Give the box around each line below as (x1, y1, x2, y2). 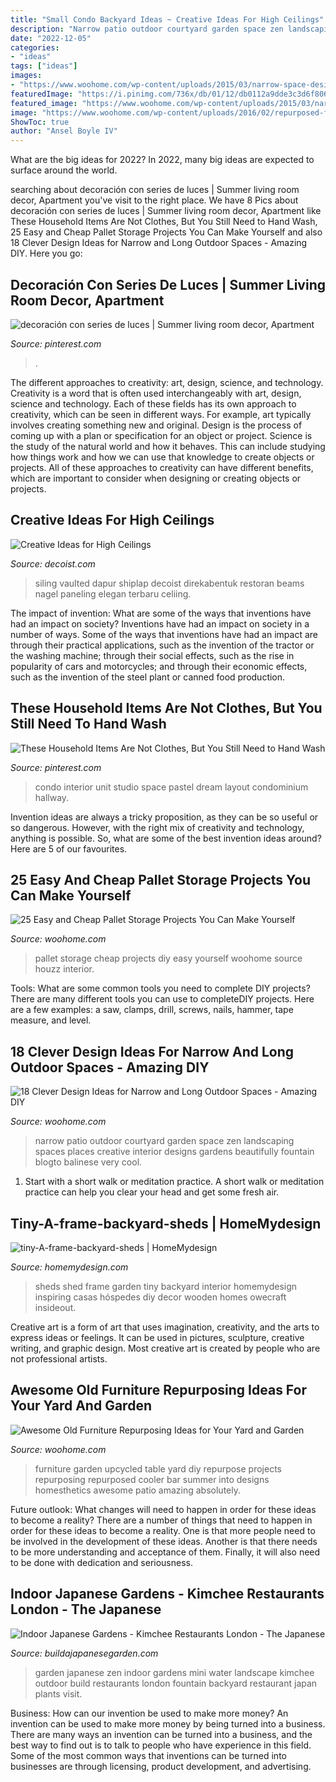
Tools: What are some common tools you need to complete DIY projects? (10, 982, 311, 995)
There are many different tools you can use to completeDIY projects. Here (10, 993, 315, 1005)
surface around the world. (10, 164, 118, 176)
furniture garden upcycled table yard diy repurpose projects (34, 1462, 282, 1475)
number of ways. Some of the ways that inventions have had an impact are (10, 628, 318, 640)
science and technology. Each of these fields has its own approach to (10, 397, 297, 410)
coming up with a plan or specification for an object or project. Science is (10, 429, 313, 441)
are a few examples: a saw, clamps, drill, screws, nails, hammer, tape (10, 1004, 294, 1016)
